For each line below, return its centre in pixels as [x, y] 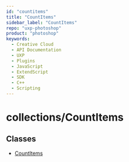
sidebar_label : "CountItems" [42, 22]
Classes [21, 139]
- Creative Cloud [33, 45]
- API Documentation [36, 50]
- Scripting [26, 88]
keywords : [18, 39]
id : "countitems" [27, 11]
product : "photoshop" [33, 34]
